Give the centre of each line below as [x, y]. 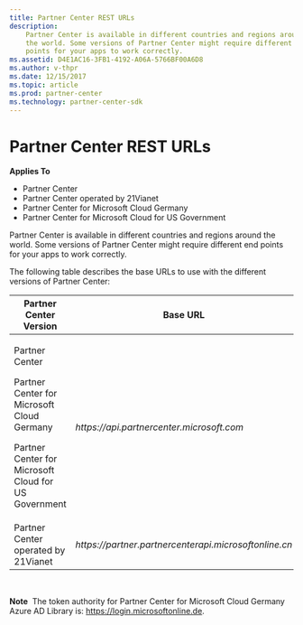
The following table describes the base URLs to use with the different [138, 272]
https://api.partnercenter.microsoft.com [160, 427]
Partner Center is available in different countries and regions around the [142, 235]
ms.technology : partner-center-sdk [76, 102]
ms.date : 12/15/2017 [48, 77]
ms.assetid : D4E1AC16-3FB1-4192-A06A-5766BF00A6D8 [106, 60]
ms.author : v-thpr [44, 69]
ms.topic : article [44, 85]
